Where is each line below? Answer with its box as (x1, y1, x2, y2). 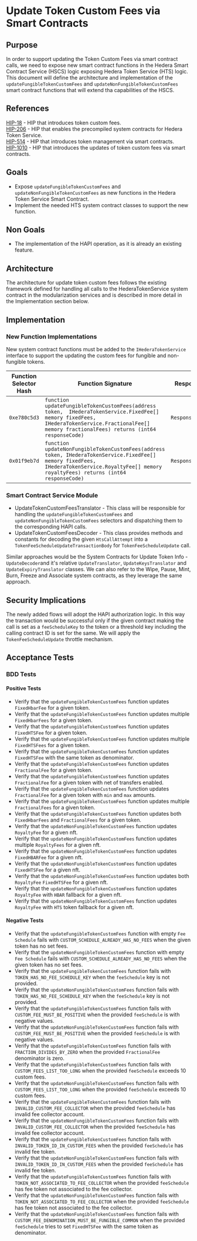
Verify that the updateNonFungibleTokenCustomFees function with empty (14, 948, 185, 955)
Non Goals (6, 225, 45, 235)
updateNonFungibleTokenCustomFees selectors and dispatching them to (14, 517, 183, 524)
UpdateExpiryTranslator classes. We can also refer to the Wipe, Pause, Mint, (6, 566, 191, 573)
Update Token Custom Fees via (6, 4, 161, 18)
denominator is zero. (14, 1054, 64, 1062)
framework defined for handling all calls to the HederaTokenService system (6, 286, 188, 293)
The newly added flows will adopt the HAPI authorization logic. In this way (6, 611, 185, 618)
